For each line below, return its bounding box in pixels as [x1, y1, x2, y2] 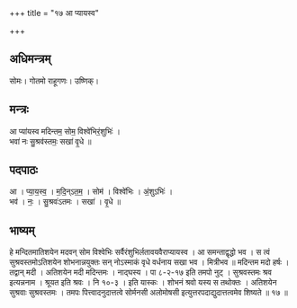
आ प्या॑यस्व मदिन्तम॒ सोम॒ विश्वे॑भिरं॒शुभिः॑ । [9, 126, 121, 136]
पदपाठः [9, 163, 39, 178]
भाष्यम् [9, 223, 35, 238]
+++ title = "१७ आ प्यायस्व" [9, 8, 99, 18]
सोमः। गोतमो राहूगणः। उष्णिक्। [9, 75, 100, 86]
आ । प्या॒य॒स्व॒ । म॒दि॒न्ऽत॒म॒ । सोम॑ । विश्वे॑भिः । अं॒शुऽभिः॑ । [9, 186, 174, 197]
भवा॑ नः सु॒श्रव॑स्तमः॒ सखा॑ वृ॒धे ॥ [9, 136, 92, 146]
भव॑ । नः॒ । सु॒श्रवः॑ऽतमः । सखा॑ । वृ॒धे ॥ [9, 197, 121, 207]
